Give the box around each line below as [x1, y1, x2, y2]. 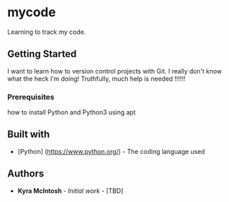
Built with [7, 129, 50, 141]
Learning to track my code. [7, 28, 86, 36]
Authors [7, 167, 45, 180]
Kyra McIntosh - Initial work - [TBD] [17, 186, 124, 195]
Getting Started [7, 48, 77, 60]
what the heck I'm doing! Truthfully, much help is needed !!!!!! [7, 74, 186, 83]
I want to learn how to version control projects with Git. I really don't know [7, 66, 223, 75]
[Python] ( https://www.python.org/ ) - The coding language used [17, 147, 205, 155]
